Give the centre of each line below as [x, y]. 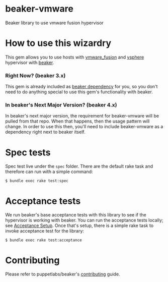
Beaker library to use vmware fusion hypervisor [55, 23]
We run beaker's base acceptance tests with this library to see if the [76, 215]
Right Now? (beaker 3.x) [35, 75]
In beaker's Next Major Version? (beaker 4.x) [61, 105]
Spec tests [28, 152]
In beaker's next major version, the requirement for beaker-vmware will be [82, 116]
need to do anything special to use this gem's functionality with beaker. [79, 92]
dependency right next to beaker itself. [45, 132]
